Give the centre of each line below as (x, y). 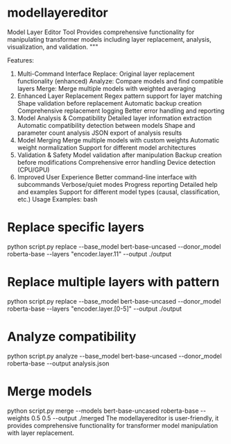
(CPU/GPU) (33, 170)
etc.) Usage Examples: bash (57, 199)
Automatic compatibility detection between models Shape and (106, 125)
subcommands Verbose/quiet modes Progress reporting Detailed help (117, 184)
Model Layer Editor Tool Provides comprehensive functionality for (101, 32)
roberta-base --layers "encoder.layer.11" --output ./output (89, 254)
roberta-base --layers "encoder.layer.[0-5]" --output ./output (94, 309)
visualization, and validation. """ (53, 47)
